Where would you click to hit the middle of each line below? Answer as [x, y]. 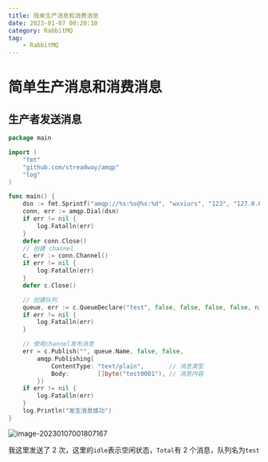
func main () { [32, 196]
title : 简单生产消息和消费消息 [53, 16]
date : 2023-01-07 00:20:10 [53, 23]
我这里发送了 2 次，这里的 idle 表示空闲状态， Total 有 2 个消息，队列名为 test [134, 450]
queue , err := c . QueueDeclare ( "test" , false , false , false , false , [137, 307]
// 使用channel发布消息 [58, 344]
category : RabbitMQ [41, 30]
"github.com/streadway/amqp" [71, 167]
